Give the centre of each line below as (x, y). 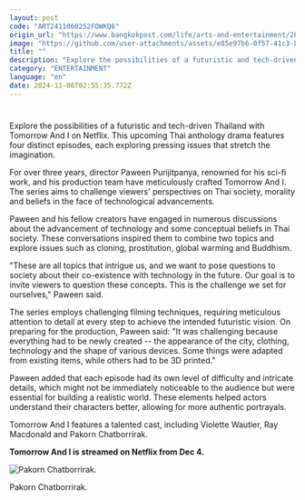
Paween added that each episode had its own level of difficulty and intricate (151, 377)
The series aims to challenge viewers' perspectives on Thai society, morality (152, 191)
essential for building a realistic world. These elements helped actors (138, 397)
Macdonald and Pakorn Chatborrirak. (79, 434)
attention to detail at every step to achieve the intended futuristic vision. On (150, 321)
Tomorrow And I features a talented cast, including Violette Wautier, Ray (144, 425)
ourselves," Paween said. (57, 294)
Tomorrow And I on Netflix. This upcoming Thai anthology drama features (147, 135)
